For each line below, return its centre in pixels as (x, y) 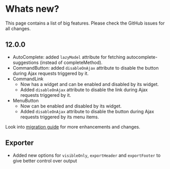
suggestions (26, 62)
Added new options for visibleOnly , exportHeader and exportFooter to (87, 155)
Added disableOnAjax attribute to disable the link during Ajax (84, 90)
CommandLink (28, 79)
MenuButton (26, 100)
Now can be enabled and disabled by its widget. (71, 106)
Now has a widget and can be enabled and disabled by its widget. (90, 84)
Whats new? (32, 9)
